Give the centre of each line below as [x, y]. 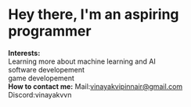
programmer [50, 31]
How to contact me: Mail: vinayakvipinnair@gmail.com [95, 86]
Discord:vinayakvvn [40, 94]
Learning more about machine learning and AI [82, 61]
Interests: [24, 53]
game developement [41, 78]
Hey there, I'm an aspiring [94, 15]
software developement [46, 69]
